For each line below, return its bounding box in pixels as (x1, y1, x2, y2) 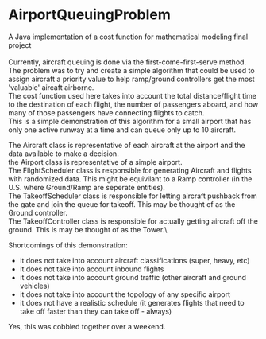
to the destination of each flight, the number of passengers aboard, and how (8, 99, 259, 109)
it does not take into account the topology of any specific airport (19, 289, 231, 299)
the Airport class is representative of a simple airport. (8, 157, 183, 166)
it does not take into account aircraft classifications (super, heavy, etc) (19, 255, 250, 265)
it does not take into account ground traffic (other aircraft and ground (19, 272, 247, 282)
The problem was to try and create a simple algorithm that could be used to (8, 65, 256, 75)
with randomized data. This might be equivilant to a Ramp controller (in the (8, 173, 253, 184)
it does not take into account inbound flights (19, 264, 164, 274)
